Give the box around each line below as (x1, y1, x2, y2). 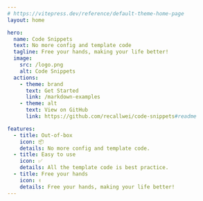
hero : (7, 29, 23, 36)
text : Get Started (25, 87, 79, 94)
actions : (13, 74, 39, 81)
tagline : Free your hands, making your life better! (13, 49, 169, 55)
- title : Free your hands (13, 171, 89, 177)
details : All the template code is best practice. (19, 164, 169, 171)
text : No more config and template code (13, 42, 132, 49)
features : (7, 125, 36, 132)
